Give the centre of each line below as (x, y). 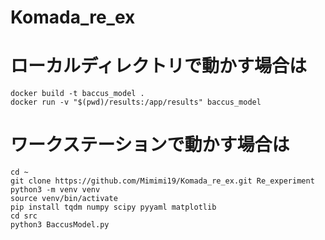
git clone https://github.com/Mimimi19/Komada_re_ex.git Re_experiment (162, 181)
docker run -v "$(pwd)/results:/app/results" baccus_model (136, 102)
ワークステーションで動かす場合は (150, 145)
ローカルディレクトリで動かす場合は (159, 66)
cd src (24, 216)
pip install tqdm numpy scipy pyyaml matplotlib (113, 207)
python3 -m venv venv (55, 190)
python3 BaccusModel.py (60, 225)
